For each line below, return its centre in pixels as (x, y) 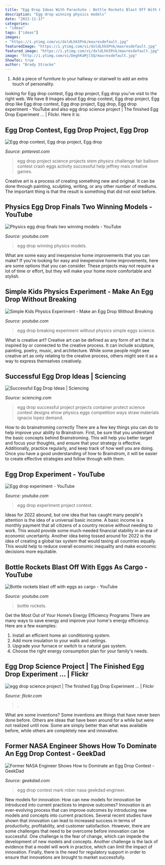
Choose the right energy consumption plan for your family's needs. (80, 651)
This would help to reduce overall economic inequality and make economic (81, 546)
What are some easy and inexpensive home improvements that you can (77, 255)
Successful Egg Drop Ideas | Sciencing (66, 376)
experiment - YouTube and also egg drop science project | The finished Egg (82, 109)
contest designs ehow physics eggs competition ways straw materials (88, 413)
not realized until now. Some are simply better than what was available (76, 725)
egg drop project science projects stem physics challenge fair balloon (88, 161)
